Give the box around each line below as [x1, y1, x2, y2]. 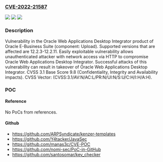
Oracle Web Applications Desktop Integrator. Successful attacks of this [5, 59, 147, 65]
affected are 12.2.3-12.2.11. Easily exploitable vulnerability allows [5, 49, 133, 54]
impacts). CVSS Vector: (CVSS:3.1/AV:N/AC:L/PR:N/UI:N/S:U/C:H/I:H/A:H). [5, 74, 152, 80]
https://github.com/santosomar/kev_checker [12, 151, 101, 157]
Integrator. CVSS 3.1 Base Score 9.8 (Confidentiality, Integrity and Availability [5, 69, 158, 75]
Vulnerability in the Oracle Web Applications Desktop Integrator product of [5, 38, 154, 44]
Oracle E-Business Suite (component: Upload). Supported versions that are [5, 43, 155, 49]
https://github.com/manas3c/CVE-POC [12, 141, 91, 147]
